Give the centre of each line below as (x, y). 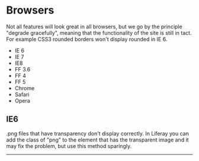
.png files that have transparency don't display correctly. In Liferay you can (98, 133)
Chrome (25, 88)
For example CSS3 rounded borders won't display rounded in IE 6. (87, 39)
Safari (22, 94)
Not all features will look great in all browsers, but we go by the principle (94, 27)
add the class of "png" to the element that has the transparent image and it (97, 140)
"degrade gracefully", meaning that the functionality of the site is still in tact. (99, 32)
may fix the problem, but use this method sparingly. (69, 146)
